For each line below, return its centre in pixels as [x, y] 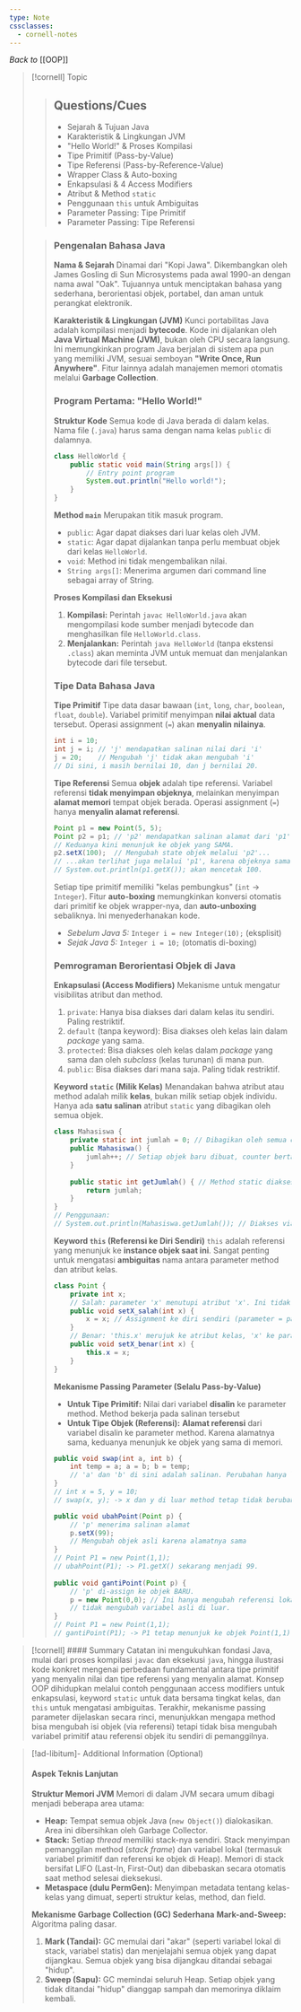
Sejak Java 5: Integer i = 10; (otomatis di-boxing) [162, 942]
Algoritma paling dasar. [74, 1924]
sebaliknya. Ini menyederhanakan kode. [127, 915]
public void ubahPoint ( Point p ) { [118, 1516]
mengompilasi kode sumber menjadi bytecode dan [160, 625]
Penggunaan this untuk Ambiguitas [133, 204]
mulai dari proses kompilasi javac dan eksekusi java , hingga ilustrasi [157, 1659]
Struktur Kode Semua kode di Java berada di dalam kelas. [161, 420]
